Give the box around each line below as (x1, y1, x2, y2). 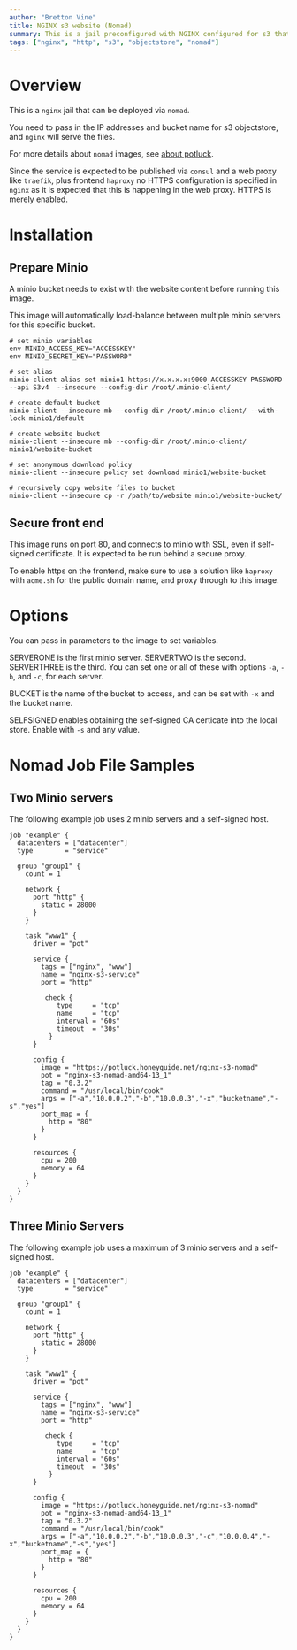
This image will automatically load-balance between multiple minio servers (9, 311, 281, 321)
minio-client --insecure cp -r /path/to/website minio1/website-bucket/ (9, 492, 283, 501)
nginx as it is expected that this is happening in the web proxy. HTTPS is (9, 185, 272, 196)
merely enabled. (9, 194, 68, 204)
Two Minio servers (9, 790, 114, 805)
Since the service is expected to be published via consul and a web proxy (9, 165, 277, 177)
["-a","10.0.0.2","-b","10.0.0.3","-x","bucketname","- (68, 1094, 278, 1102)
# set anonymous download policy (9, 461, 133, 470)
